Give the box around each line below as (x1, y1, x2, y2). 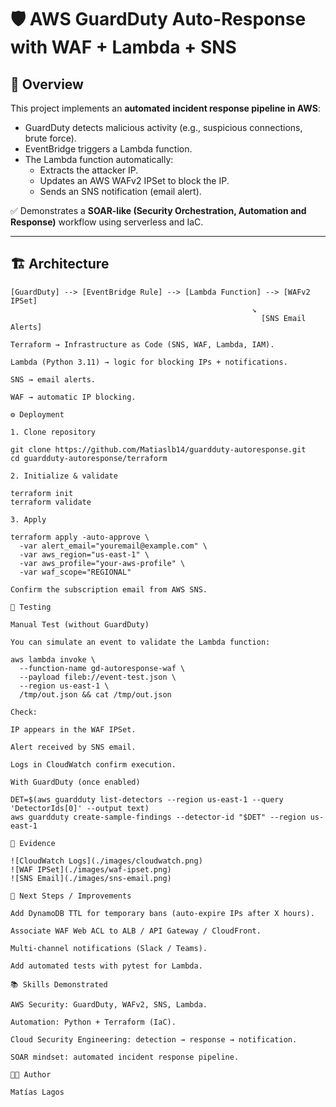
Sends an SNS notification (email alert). (39, 186, 202, 197)
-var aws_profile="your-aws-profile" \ (19, 558, 186, 568)
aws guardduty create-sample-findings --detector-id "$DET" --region (10, 812, 307, 822)
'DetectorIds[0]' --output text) (10, 803, 150, 813)
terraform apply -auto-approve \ (10, 532, 150, 542)
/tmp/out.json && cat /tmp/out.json (19, 689, 172, 700)
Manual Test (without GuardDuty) (10, 619, 150, 630)
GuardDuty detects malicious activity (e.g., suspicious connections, (24, 122, 303, 133)
